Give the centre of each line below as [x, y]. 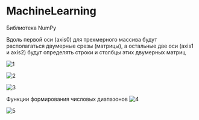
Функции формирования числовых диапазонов [67, 99]
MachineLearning [51, 11]
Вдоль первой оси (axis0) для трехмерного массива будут [82, 39]
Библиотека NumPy [31, 28]
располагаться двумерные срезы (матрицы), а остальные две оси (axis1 [100, 46]
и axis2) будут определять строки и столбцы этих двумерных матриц [96, 52]
